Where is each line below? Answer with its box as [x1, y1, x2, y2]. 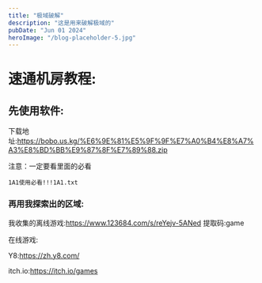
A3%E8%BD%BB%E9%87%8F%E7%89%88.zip [8, 145, 168, 155]
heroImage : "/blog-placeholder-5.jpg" [8, 33, 136, 42]
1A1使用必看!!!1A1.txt [8, 179, 78, 187]
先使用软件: [8, 104, 65, 117]
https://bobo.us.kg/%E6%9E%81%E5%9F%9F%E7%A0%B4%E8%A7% [17, 136, 255, 146]
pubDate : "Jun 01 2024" [8, 26, 87, 34]
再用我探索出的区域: [8, 198, 85, 209]
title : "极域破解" [8, 11, 65, 20]
